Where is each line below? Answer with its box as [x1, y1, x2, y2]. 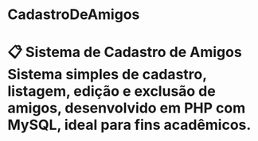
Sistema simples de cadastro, [7, 66, 207, 84]
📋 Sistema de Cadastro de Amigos [7, 44, 242, 61]
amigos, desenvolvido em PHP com [7, 99, 246, 117]
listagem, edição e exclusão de [7, 82, 216, 101]
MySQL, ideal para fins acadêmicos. [7, 116, 252, 134]
